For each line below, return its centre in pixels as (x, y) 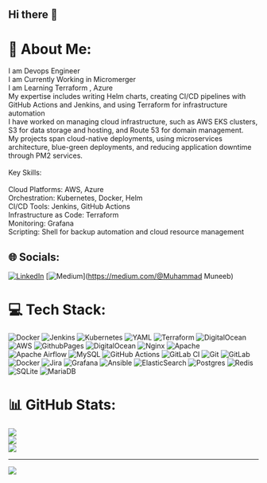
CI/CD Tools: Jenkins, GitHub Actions (70, 206)
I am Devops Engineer (44, 71)
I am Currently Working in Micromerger (72, 80)
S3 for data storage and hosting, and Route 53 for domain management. (126, 130)
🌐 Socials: (34, 257)
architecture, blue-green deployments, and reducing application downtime (130, 147)
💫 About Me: (50, 49)
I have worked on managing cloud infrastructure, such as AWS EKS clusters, (133, 122)
